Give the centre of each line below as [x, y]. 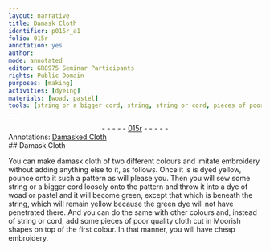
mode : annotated [35, 61]
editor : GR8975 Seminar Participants [72, 68]
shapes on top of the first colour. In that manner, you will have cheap [122, 229]
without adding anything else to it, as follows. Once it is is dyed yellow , [125, 170]
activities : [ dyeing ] [45, 91]
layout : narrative [39, 16]
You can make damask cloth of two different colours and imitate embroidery [134, 161]
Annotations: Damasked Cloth [57, 137]
